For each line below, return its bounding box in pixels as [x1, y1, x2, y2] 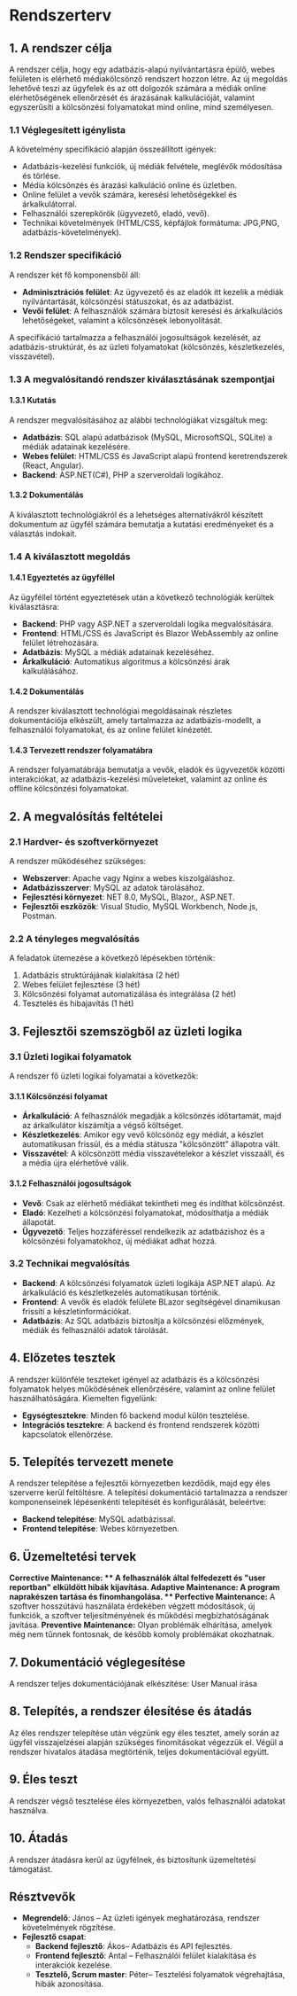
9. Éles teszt [9, 1772, 78, 1787]
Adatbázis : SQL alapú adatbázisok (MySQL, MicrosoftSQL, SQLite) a [21, 432, 272, 442]
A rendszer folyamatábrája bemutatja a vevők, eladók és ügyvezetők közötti [9, 764, 286, 776]
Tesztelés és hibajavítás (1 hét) [21, 998, 134, 1009]
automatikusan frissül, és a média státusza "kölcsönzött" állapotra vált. [21, 1139, 281, 1150]
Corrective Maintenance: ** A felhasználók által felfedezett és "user [9, 1572, 266, 1583]
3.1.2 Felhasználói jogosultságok [9, 1178, 132, 1189]
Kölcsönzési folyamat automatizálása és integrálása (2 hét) [21, 989, 237, 1000]
